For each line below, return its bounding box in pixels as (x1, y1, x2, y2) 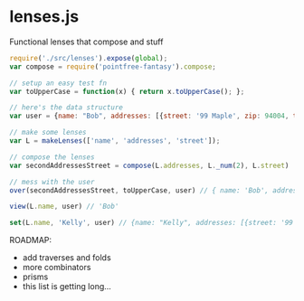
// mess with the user (9, 177, 95, 186)
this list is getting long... (22, 281, 111, 292)
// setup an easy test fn (9, 79, 107, 88)
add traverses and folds (22, 252, 111, 263)
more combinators (22, 262, 91, 273)
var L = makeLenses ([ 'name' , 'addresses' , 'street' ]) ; (9, 136, 221, 146)
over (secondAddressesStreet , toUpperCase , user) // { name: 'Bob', (9, 185, 270, 195)
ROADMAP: (9, 235, 52, 246)
